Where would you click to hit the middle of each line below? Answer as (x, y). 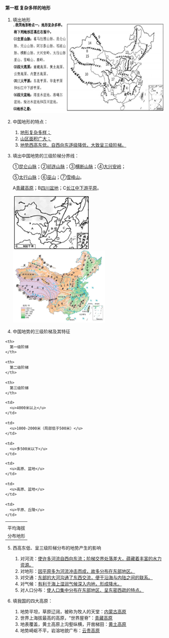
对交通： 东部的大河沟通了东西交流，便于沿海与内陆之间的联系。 (86, 577)
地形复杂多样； (36, 132)
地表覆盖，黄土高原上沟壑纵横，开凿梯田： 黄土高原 (73, 624)
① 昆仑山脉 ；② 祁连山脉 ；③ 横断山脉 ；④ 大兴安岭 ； (69, 166)
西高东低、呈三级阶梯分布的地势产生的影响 (57, 548)
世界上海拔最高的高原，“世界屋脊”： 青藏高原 (66, 618)
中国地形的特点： (30, 122)
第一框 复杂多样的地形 (28, 8)
